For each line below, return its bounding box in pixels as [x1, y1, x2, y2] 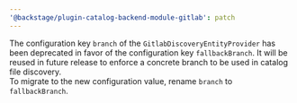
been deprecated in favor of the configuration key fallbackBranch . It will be [9, 47, 288, 58]
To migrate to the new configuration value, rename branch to [9, 75, 233, 86]
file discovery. [9, 66, 62, 77]
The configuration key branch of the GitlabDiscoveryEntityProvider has [9, 38, 276, 48]
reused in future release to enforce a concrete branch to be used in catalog [9, 56, 289, 67]
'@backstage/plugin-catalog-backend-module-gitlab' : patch [9, 13, 236, 22]
